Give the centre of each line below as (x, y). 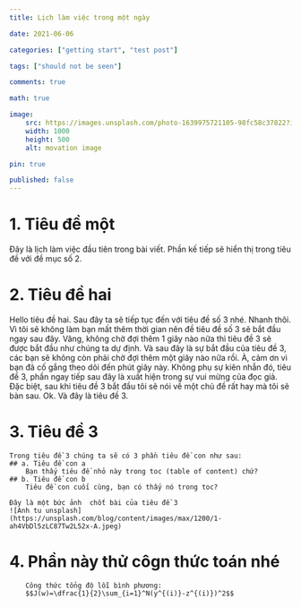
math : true (30, 98)
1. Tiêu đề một (62, 224)
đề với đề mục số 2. (46, 259)
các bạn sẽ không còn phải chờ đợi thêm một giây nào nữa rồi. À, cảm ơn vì (149, 358)
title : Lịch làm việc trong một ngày (80, 17)
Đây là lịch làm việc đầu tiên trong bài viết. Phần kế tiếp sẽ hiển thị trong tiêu (150, 249)
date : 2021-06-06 (42, 34)
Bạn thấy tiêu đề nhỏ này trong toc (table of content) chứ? (142, 471)
